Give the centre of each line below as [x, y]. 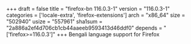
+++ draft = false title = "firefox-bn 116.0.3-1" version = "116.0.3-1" [88, 9]
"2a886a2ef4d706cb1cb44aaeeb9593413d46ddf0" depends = [84, 28]
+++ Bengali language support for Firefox [108, 34]
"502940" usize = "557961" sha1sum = [55, 21]
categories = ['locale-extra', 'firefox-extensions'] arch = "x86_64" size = [96, 15]
